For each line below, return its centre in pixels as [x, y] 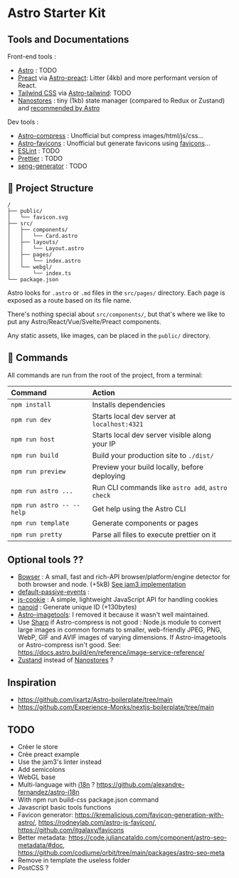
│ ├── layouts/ [33, 242]
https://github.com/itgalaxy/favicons [71, 830]
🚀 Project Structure [51, 188]
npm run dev [31, 419]
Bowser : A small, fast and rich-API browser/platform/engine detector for [124, 577]
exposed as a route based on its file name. [69, 300]
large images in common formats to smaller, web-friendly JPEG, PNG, [119, 630]
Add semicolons [41, 770]
